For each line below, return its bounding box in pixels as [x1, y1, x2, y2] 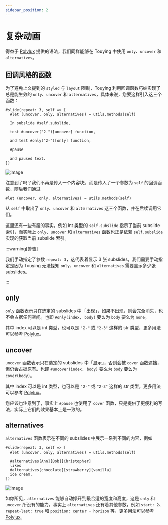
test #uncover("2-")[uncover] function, [10, 129, 96, 135]
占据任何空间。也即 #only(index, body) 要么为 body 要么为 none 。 [14, 314, 149, 320]
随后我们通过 [14, 186, 41, 192]
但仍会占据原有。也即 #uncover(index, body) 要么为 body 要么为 [5, 366, 137, 372]
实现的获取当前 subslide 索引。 [5, 235, 69, 241]
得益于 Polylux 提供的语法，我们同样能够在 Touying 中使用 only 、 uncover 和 [5, 48, 162, 54]
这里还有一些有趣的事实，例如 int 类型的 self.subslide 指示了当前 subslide [5, 222, 160, 229]
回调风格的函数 [5, 70, 52, 79]
